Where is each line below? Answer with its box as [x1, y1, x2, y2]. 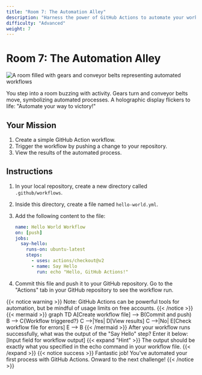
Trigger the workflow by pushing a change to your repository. [14, 143, 167, 150]
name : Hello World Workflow [14, 224, 85, 230]
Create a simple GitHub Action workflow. [14, 136, 116, 143]
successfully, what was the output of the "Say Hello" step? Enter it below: [6, 330, 188, 337]
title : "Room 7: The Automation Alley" [6, 8, 106, 15]
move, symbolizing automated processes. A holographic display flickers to [6, 96, 191, 103]
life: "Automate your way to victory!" [6, 103, 96, 110]
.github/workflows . [14, 188, 63, 196]
